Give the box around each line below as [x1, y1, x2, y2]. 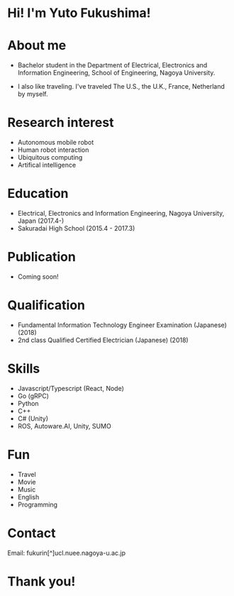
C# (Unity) [17, 414, 48, 423]
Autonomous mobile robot [17, 138, 94, 147]
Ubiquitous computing [17, 153, 83, 162]
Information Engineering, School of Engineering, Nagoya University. [17, 69, 216, 77]
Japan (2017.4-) [17, 216, 65, 225]
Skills [7, 360, 40, 377]
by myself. [17, 90, 48, 99]
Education [7, 186, 69, 202]
